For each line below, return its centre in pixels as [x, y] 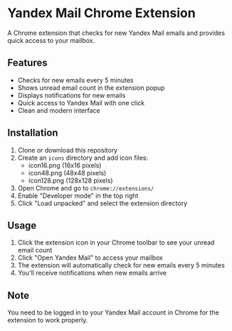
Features [27, 63]
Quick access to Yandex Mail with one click [81, 103]
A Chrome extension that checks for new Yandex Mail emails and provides [116, 33]
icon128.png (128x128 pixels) [70, 180]
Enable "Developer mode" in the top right [78, 195]
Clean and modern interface [59, 110]
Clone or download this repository [68, 150]
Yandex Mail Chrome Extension [101, 13]
